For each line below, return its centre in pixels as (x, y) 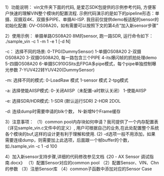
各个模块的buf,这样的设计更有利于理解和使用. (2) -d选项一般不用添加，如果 (80, 134)
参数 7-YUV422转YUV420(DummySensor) (52, 70)
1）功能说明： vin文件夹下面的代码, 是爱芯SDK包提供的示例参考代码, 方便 (79, 7)
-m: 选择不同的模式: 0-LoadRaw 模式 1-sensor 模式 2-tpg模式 (67, 80)
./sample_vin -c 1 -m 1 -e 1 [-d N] (38, 41)
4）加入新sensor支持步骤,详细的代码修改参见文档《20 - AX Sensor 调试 (77, 156)
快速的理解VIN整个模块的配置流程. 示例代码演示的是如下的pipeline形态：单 (84, 13)
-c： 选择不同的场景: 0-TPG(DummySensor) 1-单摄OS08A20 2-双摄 (73, 51)
